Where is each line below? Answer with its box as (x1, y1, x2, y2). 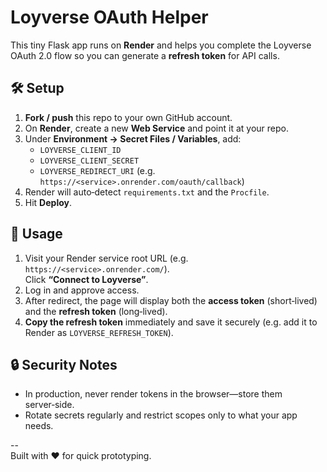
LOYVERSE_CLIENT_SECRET (39, 156, 140, 166)
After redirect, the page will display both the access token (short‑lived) (24, 294, 318, 306)
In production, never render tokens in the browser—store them (24, 388, 283, 400)
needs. (24, 420, 54, 432)
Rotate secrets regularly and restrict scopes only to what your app (24, 409, 298, 421)
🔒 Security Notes (10, 356, 118, 373)
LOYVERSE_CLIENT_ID (39, 145, 122, 155)
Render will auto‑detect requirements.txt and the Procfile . (24, 186, 270, 198)
